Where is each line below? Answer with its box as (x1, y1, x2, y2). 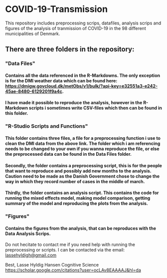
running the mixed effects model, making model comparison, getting (5, 195, 151, 201)
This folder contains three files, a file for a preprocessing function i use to (5, 135, 161, 141)
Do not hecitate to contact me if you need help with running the (5, 242, 136, 248)
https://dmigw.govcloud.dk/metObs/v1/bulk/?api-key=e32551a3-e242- (5, 83, 158, 89)
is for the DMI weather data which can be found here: (5, 77, 118, 83)
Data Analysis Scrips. (5, 231, 51, 237)
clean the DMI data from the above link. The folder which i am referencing (5, 140, 161, 146)
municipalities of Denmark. (5, 30, 60, 36)
